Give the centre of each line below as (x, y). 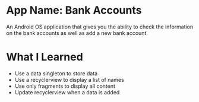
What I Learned (45, 57)
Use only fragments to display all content (65, 86)
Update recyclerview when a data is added (67, 92)
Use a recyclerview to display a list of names (70, 79)
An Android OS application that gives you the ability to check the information (100, 27)
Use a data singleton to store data (56, 73)
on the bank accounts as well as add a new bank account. (77, 33)
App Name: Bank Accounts (74, 10)
